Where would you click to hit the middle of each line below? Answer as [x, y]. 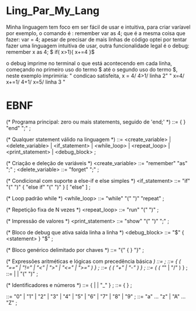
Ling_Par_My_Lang [53, 11]
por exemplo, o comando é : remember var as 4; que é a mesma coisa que [96, 33]
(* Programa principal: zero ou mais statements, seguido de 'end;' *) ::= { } [96, 122]
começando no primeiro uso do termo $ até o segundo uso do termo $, [92, 69]
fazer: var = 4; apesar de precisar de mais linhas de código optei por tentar [97, 39]
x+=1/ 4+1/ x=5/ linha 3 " [36, 82]
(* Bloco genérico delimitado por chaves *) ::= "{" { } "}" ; [75, 250]
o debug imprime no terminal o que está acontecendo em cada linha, [89, 63]
